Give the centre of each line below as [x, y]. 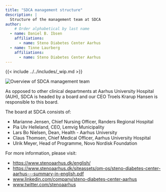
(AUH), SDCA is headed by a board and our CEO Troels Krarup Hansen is [81, 97]
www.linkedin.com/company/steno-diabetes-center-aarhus [75, 179]
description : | [21, 15]
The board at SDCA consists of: [38, 112]
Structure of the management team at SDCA [55, 19]
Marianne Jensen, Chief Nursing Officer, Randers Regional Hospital [83, 122]
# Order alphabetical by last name [52, 29]
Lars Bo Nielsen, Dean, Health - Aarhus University [65, 133]
